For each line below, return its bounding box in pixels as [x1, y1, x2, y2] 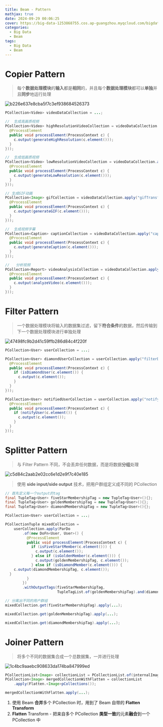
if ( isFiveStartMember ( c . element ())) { [31, 545, 112, 549]
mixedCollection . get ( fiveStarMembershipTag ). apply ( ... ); [5, 603, 123, 608]
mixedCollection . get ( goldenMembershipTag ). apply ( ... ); [5, 611, 118, 616]
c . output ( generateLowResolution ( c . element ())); [14, 173, 112, 178]
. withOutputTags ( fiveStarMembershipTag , [22, 585, 105, 590]
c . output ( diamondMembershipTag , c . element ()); [14, 567, 110, 572]
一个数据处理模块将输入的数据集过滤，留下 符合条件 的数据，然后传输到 [16, 322, 158, 328]
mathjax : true [5, 12, 34, 17]
